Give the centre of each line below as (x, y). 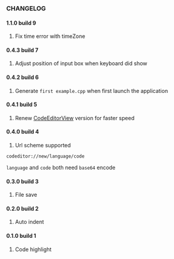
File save (26, 195)
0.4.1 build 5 (22, 104)
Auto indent (29, 222)
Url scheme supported (43, 145)
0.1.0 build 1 (21, 235)
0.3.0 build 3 (23, 181)
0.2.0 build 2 (23, 208)
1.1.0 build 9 (21, 23)
